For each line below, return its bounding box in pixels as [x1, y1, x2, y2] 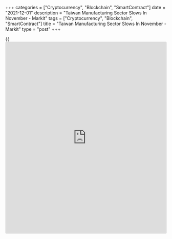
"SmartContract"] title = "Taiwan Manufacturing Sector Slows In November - [5, 20, 166, 27]
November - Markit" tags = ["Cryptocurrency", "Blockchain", [5, 15, 133, 21]
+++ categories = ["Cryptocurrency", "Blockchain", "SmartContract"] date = [5, 5, 166, 10]
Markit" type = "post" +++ [5, 26, 61, 32]
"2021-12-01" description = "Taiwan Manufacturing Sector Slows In [5, 10, 147, 16]
